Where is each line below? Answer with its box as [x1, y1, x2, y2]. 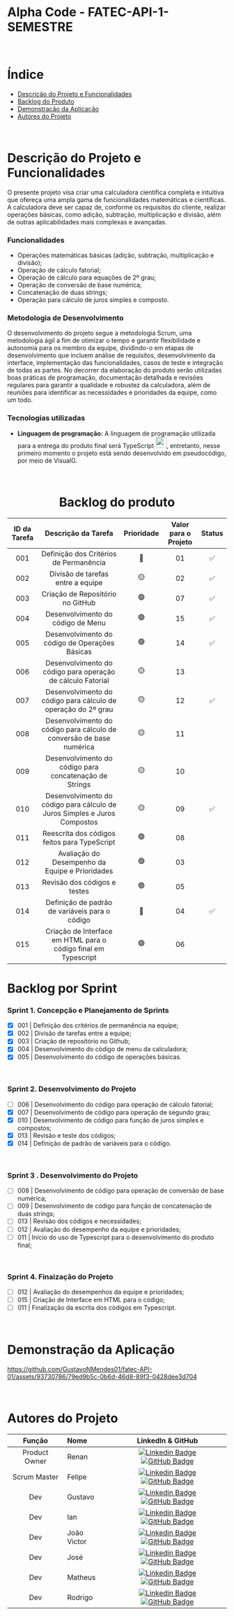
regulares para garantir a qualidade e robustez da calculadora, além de [7, 381, 211, 389]
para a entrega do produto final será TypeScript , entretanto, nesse [17, 441, 221, 449]
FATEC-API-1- [88, 4, 169, 20]
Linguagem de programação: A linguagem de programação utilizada [17, 429, 216, 438]
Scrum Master [12, 1472, 59, 1482]
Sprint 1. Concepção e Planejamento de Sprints [7, 1005, 169, 1015]
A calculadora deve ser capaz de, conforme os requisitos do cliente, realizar [7, 203, 226, 211]
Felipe [67, 1472, 87, 1482]
